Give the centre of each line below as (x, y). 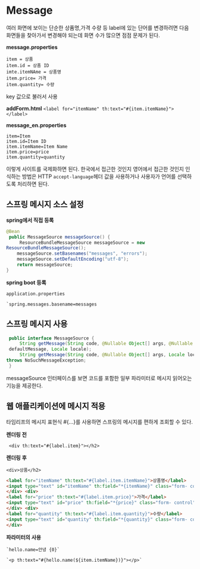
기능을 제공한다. (25, 386)
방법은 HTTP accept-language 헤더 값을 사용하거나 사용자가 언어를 (99, 176)
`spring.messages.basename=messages (51, 304)
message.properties (32, 47)
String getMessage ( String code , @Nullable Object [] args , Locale (102, 355)
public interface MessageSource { (51, 338)
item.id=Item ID (26, 141)
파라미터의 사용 (24, 537)
